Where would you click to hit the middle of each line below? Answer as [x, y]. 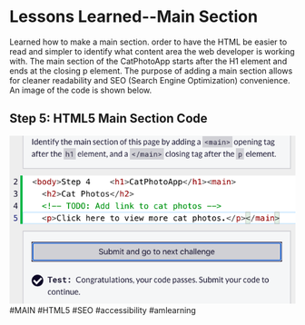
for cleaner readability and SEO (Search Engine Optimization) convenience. [150, 80]
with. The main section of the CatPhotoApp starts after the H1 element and [148, 61]
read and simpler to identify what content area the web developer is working [152, 51]
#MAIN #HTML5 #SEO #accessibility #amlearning [103, 310]
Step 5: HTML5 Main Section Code [108, 118]
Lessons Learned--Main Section [134, 17]
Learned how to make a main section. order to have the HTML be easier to [148, 42]
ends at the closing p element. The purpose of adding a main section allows [151, 71]
